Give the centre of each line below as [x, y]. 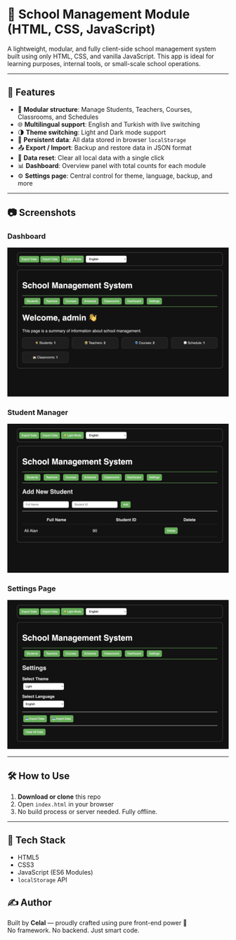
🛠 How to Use [39, 776]
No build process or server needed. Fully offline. [87, 811]
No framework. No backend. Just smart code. [73, 930]
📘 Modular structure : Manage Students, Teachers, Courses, [105, 109]
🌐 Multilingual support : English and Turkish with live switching [109, 124]
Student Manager [38, 412]
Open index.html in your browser [66, 804]
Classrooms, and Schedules [58, 117]
